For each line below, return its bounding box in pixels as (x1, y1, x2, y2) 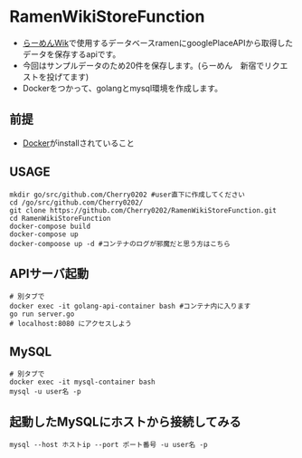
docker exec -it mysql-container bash (9, 377, 156, 386)
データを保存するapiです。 (22, 48, 121, 60)
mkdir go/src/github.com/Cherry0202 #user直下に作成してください (9, 190, 246, 199)
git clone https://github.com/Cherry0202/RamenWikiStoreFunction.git (9, 205, 278, 215)
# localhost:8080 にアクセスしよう (9, 320, 133, 329)
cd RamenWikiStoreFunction (9, 214, 111, 223)
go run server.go (9, 310, 75, 319)
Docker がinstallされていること (22, 138, 136, 148)
